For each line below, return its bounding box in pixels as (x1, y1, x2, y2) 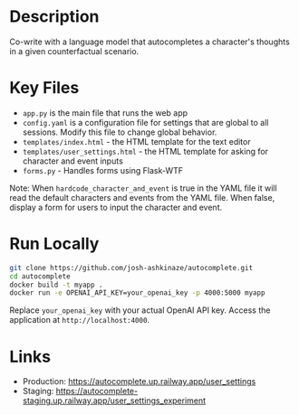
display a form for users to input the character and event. (9, 202, 223, 212)
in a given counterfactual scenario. (9, 45, 140, 56)
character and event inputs (22, 156, 124, 166)
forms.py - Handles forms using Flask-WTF (22, 165, 184, 175)
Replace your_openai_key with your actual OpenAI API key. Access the (9, 305, 271, 316)
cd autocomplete (9, 271, 71, 281)
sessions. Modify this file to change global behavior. (22, 127, 217, 137)
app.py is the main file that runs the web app (22, 107, 188, 118)
